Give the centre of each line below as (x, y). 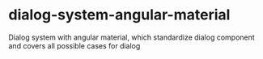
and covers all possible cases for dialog (74, 45)
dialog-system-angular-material (119, 15)
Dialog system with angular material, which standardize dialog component (131, 37)
